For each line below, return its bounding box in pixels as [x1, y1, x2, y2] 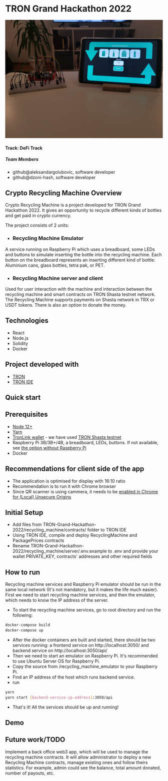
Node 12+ [12, 423, 32, 429]
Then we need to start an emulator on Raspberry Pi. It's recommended [12, 652, 158, 658]
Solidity [12, 340, 28, 346]
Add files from [12, 521, 42, 528]
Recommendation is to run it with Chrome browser [12, 483, 116, 489]
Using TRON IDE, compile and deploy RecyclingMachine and [12, 532, 137, 538]
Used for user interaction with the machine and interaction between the [5, 286, 152, 292]
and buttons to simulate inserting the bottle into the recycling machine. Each [5, 251, 162, 258]
